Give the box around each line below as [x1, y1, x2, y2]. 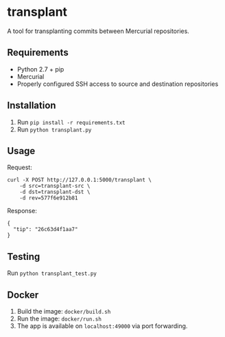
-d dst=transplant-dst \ [19, 188, 91, 196]
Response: [7, 207, 38, 215]
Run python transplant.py [16, 125, 92, 133]
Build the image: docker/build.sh [16, 307, 111, 315]
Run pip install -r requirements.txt [16, 118, 126, 126]
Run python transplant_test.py [7, 269, 97, 277]
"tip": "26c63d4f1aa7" [13, 226, 78, 233]
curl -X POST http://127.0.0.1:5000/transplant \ [7, 177, 152, 184]
